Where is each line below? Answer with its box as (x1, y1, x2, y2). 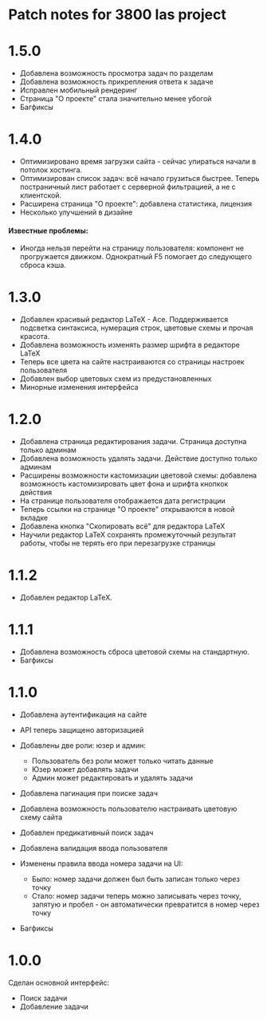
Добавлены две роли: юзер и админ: (19, 740, 146, 750)
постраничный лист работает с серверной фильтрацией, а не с (19, 182, 237, 192)
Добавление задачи (19, 1001, 89, 1011)
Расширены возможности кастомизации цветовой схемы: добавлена (19, 470, 257, 480)
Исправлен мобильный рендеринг (19, 85, 138, 95)
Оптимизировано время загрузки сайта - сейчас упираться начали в (19, 157, 257, 167)
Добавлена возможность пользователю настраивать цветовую (19, 804, 238, 813)
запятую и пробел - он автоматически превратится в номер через (31, 899, 260, 909)
